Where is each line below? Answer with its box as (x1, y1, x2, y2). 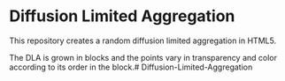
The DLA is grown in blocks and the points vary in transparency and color (9, 52, 277, 63)
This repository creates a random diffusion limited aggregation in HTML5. (9, 35, 277, 46)
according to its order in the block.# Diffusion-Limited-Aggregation (9, 62, 253, 72)
